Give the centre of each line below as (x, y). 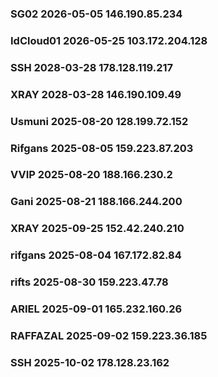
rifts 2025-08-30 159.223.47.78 (89, 282)
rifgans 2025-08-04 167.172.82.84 (96, 255)
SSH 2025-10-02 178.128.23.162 (90, 362)
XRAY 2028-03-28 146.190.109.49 (96, 94)
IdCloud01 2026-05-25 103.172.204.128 (109, 40)
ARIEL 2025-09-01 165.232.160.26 (96, 309)
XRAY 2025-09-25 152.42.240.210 (97, 229)
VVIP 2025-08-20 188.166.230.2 (91, 175)
